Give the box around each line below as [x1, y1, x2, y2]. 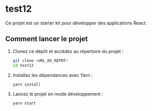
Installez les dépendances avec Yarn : [12, 72, 93, 78]
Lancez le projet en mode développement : [12, 91, 103, 97]
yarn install [12, 82, 41, 87]
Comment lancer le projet [5, 35, 88, 43]
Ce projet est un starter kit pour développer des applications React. [5, 20, 147, 26]
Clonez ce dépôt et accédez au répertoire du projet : [12, 48, 124, 54]
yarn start [12, 101, 36, 106]
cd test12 [12, 63, 34, 68]
